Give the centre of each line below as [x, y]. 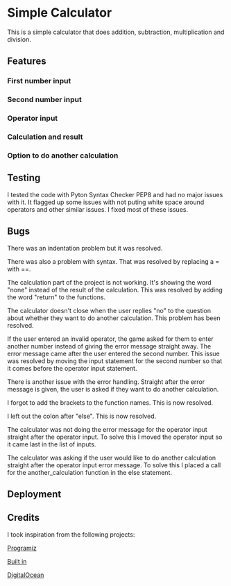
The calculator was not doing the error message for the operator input [108, 429]
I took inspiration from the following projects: [71, 534]
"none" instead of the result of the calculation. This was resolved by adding [115, 290]
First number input [39, 81]
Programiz [22, 548]
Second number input [44, 100]
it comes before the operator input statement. [72, 368]
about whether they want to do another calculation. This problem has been [114, 318]
